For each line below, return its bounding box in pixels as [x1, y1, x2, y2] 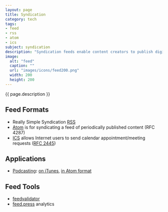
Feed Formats [5, 106, 49, 114]
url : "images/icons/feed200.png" [9, 68, 79, 73]
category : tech [5, 17, 37, 22]
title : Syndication [5, 12, 46, 17]
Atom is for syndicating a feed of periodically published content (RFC [12, 124, 155, 130]
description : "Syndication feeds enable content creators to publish [5, 49, 153, 54]
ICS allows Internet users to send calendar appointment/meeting [12, 135, 145, 141]
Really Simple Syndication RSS [12, 119, 76, 125]
